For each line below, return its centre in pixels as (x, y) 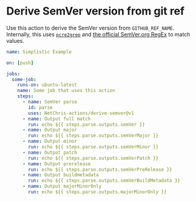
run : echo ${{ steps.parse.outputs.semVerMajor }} (93, 136)
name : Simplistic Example (39, 52)
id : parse (40, 107)
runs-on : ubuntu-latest (47, 85)
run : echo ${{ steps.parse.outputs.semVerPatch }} (93, 158)
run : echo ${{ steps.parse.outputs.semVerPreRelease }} (100, 170)
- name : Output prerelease (56, 164)
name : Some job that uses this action (66, 91)
